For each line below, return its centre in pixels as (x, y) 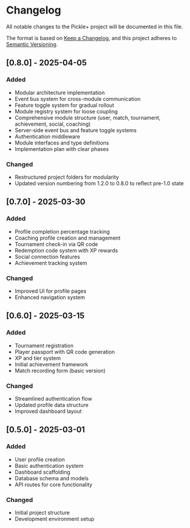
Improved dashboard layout (48, 411)
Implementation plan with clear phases (62, 149)
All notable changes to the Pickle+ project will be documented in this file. (95, 27)
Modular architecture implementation (60, 93)
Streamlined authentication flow (53, 398)
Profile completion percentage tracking (62, 231)
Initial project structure (42, 512)
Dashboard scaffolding (42, 472)
